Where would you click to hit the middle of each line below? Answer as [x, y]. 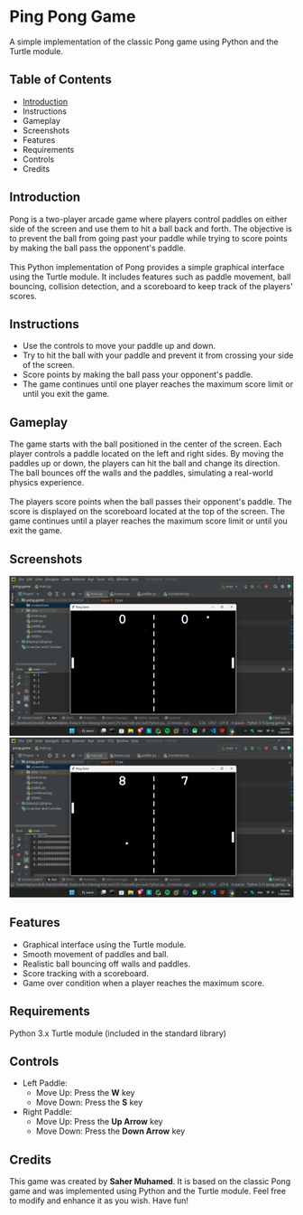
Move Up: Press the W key [85, 1093]
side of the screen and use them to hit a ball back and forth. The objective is [151, 229]
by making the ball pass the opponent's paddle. [98, 248]
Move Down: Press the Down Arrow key [110, 1131]
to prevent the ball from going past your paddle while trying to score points [149, 238]
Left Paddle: [45, 1083]
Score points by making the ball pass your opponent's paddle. [138, 375]
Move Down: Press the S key [89, 1102]
